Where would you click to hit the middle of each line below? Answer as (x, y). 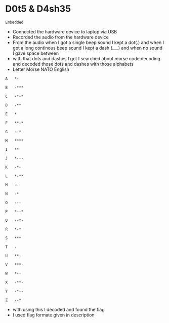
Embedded (14, 22)
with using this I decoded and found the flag (58, 309)
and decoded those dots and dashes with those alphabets (73, 64)
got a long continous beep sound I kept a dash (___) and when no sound (88, 48)
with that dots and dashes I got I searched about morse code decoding (87, 58)
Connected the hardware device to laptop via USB (65, 31)
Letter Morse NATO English (41, 69)
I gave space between (36, 53)
